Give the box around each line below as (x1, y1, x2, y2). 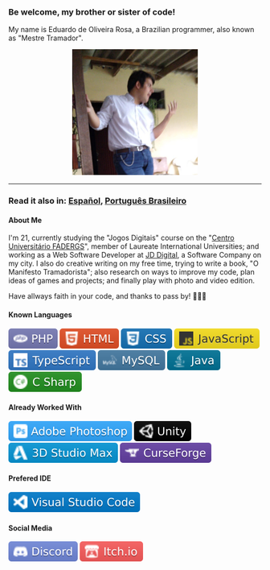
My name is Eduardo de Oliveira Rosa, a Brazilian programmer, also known (8, 25, 255, 35)
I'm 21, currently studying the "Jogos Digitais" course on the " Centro (8, 233, 235, 243)
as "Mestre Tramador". (8, 33, 84, 43)
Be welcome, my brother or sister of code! (8, 6, 176, 18)
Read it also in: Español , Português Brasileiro (8, 196, 187, 207)
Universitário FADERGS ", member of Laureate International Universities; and (8, 242, 260, 251)
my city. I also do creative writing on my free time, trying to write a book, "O (8, 258, 259, 268)
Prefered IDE (8, 473, 51, 483)
